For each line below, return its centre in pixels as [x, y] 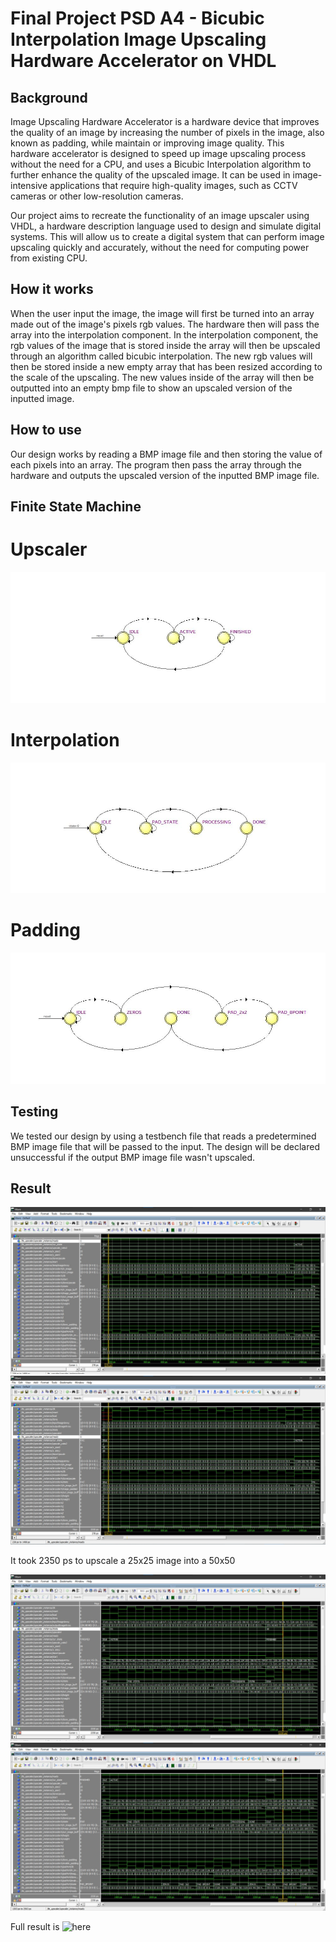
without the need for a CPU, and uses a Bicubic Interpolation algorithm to [161, 164]
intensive [29, 185]
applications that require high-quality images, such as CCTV [173, 185]
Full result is [35, 1927]
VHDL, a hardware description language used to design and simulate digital [166, 226]
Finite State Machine [76, 507]
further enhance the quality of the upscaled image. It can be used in [150, 175]
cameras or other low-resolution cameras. [97, 196]
